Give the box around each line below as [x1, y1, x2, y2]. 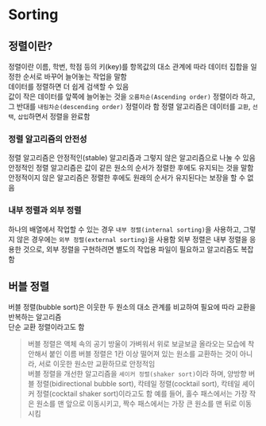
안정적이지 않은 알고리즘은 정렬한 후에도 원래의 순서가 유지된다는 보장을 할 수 [8, 173, 246, 182]
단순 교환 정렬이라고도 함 [8, 322, 85, 332]
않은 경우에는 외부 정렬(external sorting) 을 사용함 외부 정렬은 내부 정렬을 [16, 234, 248, 244]
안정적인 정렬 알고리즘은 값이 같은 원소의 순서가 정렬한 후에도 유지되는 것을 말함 [8, 163, 254, 173]
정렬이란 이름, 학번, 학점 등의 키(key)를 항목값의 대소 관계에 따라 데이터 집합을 [8, 62, 249, 71]
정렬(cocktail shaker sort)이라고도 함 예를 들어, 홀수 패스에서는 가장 [36, 389, 248, 399]
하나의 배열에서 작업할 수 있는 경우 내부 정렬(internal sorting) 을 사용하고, [8, 225, 241, 234]
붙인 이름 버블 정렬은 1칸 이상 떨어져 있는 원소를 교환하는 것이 [48, 349, 238, 359]
